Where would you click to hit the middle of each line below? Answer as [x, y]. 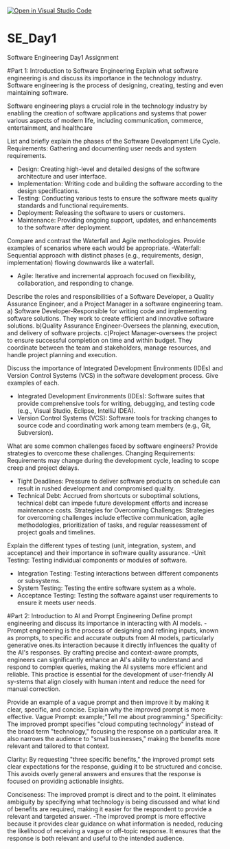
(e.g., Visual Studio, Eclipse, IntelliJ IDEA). [76, 410]
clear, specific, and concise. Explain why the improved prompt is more [106, 709]
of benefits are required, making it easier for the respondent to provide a [110, 809]
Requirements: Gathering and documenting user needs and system [102, 148]
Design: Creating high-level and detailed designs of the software [108, 169]
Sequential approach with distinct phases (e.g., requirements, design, [105, 255]
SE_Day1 [32, 38]
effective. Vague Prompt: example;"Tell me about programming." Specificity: [115, 716]
